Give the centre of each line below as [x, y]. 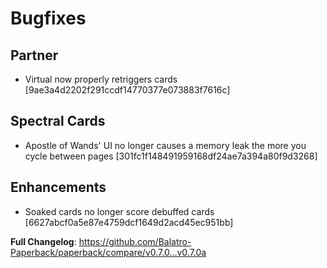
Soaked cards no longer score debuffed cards [119, 211]
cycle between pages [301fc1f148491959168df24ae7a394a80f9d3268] [171, 156]
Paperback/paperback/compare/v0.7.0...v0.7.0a [108, 252]
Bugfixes [48, 18]
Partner [34, 55]
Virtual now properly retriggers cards [101, 79]
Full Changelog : [43, 241]
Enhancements [58, 187]
